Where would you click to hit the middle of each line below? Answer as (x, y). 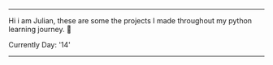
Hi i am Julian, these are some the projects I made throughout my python (130, 20)
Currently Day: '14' (40, 45)
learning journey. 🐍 (40, 29)
